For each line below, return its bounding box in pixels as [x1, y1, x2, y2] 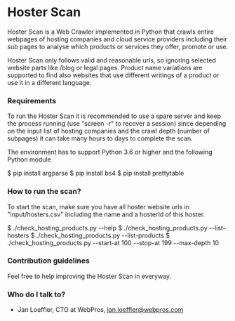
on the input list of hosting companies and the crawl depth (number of [7, 127, 210, 136]
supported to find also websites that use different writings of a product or [7, 71, 220, 79]
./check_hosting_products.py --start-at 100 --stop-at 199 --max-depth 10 [7, 238, 220, 247]
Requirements [7, 96, 57, 105]
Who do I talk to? [7, 289, 66, 299]
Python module [7, 155, 51, 164]
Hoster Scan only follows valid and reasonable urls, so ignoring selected [7, 55, 216, 64]
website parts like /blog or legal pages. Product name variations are [7, 63, 203, 72]
